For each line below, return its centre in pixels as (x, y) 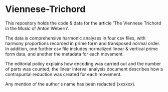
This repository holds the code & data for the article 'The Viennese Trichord (83, 23)
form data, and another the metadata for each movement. (65, 54)
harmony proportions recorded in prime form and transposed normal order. (83, 43)
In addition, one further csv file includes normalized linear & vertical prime (81, 48)
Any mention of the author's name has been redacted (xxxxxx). (70, 84)
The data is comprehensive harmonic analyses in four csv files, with (75, 38)
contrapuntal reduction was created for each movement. (63, 74)
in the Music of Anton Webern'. (37, 28)
